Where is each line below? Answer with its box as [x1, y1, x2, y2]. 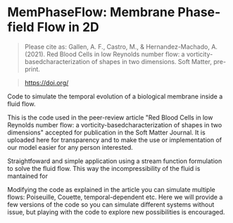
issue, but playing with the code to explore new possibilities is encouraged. [7, 208, 225, 216]
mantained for [7, 172, 48, 180]
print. [24, 65, 41, 73]
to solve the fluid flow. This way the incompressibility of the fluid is [7, 164, 201, 172]
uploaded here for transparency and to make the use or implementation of [7, 135, 222, 144]
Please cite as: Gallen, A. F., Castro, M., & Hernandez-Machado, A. [24, 42, 218, 51]
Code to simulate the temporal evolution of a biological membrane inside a [7, 92, 223, 101]
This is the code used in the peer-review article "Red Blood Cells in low [7, 113, 213, 122]
